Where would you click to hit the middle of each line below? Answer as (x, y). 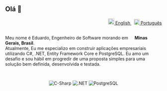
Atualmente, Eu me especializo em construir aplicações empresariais (76, 48)
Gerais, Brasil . (20, 43)
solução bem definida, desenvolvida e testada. (53, 64)
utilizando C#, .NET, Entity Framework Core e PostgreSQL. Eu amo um (77, 53)
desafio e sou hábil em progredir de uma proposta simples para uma (75, 59)
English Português (138, 23)
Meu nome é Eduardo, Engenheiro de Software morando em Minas (76, 38)
